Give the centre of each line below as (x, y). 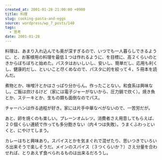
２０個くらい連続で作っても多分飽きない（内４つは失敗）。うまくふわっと (78, 124)
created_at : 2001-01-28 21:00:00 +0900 (45, 9)
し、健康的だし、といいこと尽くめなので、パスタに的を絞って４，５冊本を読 (81, 69)
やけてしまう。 (37, 130)
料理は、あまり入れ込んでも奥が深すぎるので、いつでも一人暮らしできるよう (81, 51)
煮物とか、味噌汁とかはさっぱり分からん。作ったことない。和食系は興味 (77, 85)
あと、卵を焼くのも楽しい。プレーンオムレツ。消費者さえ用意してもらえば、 (81, 118)
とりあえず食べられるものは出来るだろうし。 (66, 153)
